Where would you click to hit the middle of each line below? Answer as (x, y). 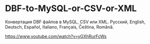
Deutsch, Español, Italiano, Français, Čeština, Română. (59, 27)
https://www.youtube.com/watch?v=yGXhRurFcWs (56, 36)
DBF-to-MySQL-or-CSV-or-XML (71, 8)
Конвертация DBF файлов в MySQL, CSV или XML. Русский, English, (75, 22)
